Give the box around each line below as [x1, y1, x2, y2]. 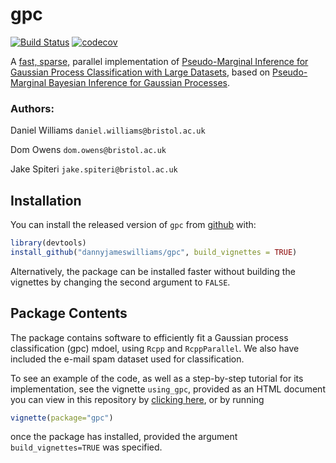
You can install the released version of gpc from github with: [10, 219, 257, 231]
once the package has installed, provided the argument [10, 431, 238, 443]
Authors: [10, 101, 55, 115]
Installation [10, 192, 82, 209]
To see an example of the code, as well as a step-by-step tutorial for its [10, 372, 304, 384]
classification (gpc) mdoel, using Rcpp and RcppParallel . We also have [10, 342, 300, 354]
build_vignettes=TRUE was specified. [10, 441, 163, 453]
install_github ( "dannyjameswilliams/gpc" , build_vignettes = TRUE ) [10, 247, 298, 257]
